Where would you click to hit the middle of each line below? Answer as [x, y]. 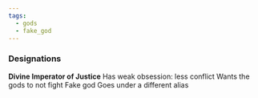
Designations [35, 59]
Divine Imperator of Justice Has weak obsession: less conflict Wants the [129, 76]
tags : [17, 16]
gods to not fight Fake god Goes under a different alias [99, 84]
